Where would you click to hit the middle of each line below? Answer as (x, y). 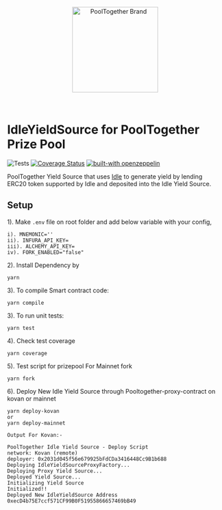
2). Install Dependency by (44, 265)
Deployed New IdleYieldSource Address (62, 495)
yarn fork (21, 379)
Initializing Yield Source (46, 483)
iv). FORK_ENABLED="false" (46, 252)
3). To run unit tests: (36, 316)
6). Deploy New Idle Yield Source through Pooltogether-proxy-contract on (111, 391)
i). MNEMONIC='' (30, 234)
